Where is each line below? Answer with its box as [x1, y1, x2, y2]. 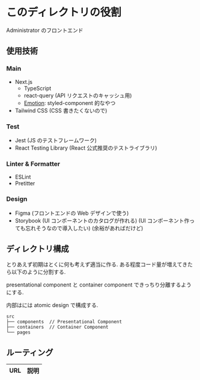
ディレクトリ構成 [6, 244, 69, 254]
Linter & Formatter [6, 159, 61, 168]
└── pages [6, 329, 31, 335]
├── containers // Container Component [6, 324, 109, 331]
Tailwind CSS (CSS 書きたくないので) [14, 107, 108, 114]
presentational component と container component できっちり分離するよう [6, 281, 192, 288]
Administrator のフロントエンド [6, 27, 83, 34]
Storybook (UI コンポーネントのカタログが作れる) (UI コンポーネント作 [14, 217, 190, 224]
